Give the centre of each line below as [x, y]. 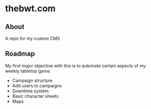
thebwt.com [30, 9]
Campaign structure [32, 80]
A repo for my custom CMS [33, 38]
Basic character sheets [35, 96]
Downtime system [30, 91]
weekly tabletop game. [28, 71]
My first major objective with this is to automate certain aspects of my [75, 66]
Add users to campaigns [37, 85]
